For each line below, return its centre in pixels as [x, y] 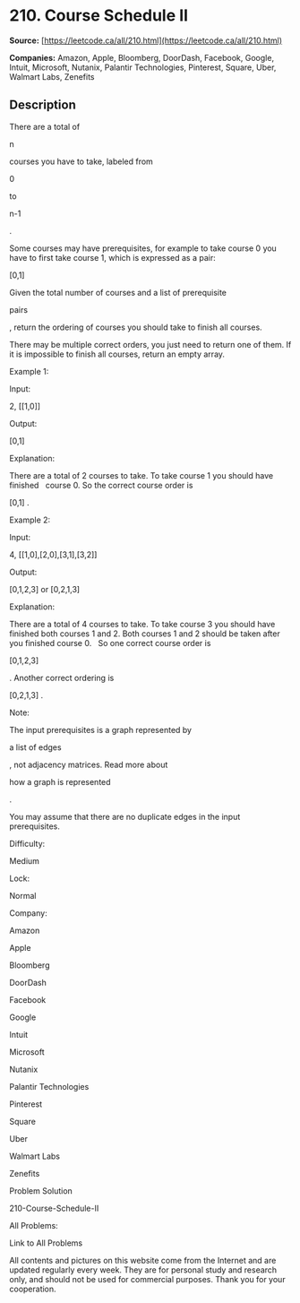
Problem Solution [41, 1191]
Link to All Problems [46, 1243]
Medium [25, 860]
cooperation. [33, 1289]
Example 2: [30, 520]
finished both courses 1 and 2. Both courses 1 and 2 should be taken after [145, 634]
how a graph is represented [60, 781]
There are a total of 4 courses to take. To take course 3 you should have [142, 624]
